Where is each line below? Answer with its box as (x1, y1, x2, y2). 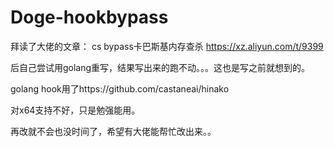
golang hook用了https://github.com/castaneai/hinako (10, 82, 230, 95)
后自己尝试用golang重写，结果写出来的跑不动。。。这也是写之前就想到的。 (10, 61, 311, 73)
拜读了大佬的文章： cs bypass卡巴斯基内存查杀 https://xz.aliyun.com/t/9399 (10, 40, 324, 52)
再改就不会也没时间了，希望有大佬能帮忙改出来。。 (10, 125, 217, 137)
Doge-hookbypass (10, 6, 169, 29)
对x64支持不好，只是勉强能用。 (10, 104, 141, 116)
